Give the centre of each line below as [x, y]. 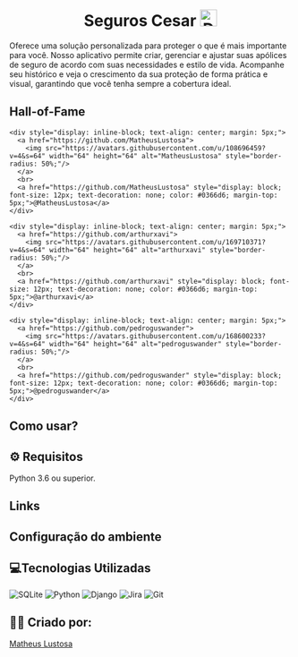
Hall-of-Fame [47, 112]
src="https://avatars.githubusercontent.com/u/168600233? [156, 336]
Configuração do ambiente [86, 537]
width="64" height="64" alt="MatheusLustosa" [135, 156]
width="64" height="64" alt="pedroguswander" [135, 344]
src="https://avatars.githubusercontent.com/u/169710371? [156, 242]
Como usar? [44, 427]
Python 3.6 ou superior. [52, 478]
